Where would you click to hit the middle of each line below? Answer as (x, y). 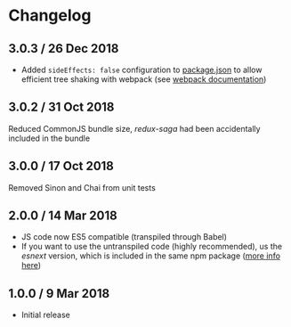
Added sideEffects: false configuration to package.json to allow (141, 69)
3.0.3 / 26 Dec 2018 (64, 49)
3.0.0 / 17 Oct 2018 (61, 166)
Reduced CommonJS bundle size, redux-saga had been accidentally (134, 128)
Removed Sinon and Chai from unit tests (82, 187)
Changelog (50, 16)
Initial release (45, 315)
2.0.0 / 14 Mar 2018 (63, 216)
